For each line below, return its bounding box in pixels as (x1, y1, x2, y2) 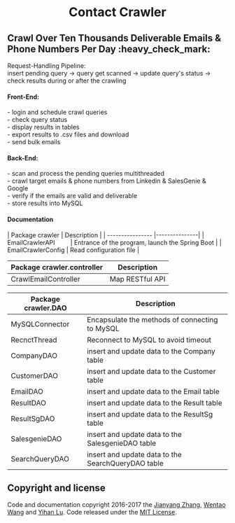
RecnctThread (10, 335, 57, 344)
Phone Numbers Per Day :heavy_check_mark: (7, 43, 211, 55)
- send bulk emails (7, 138, 61, 146)
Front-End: (7, 92, 40, 101)
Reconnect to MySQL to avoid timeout (87, 335, 212, 344)
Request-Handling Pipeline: (7, 62, 86, 70)
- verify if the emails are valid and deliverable (7, 192, 138, 200)
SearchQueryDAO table (87, 458, 164, 468)
